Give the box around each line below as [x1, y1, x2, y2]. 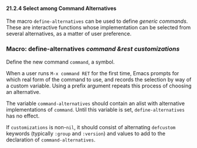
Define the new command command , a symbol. [6, 58, 115, 65]
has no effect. [6, 112, 40, 119]
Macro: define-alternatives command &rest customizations [6, 45, 180, 53]
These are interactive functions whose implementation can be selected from [6, 24, 191, 31]
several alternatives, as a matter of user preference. [6, 30, 132, 38]
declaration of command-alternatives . [6, 136, 96, 143]
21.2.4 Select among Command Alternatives [6, 5, 116, 12]
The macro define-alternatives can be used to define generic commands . [6, 18, 188, 25]
